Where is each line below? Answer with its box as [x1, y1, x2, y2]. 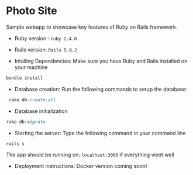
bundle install [6, 75, 43, 81]
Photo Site [6, 4, 57, 18]
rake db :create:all [8, 97, 57, 103]
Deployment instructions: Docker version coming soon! [14, 163, 147, 170]
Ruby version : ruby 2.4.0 [14, 35, 77, 42]
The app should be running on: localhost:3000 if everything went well [6, 151, 174, 159]
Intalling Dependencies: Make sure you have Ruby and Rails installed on [14, 57, 188, 64]
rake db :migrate [6, 119, 46, 125]
